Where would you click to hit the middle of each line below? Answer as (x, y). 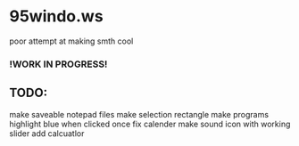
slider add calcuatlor (47, 133)
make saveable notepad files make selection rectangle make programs (139, 114)
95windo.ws (57, 16)
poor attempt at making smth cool (71, 41)
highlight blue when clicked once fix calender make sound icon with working (150, 124)
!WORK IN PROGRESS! (58, 64)
